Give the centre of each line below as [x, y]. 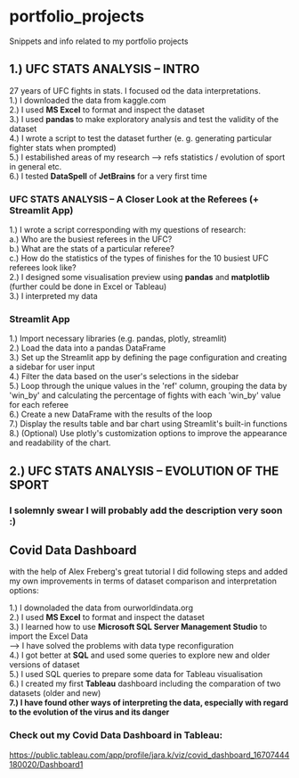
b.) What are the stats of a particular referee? [92, 249]
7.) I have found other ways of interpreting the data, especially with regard [149, 703]
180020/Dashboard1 [46, 764]
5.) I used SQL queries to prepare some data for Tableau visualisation [136, 675]
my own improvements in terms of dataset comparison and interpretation [143, 581]
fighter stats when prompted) [63, 147]
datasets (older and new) [55, 693]
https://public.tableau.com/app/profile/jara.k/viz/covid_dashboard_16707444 [149, 755]
